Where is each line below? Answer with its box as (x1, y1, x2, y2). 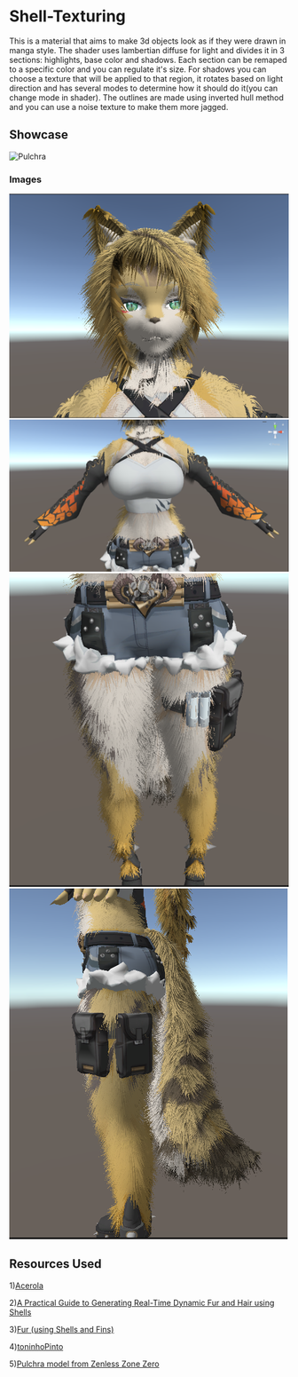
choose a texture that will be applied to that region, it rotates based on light (9, 73, 284, 83)
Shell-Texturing (9, 6, 126, 27)
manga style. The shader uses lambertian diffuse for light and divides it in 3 (9, 44, 286, 55)
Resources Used (9, 1256, 102, 1271)
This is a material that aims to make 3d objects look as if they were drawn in (9, 36, 286, 46)
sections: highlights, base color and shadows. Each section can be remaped (9, 54, 287, 65)
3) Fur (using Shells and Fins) (9, 1324, 114, 1334)
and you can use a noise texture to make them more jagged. (9, 101, 229, 112)
